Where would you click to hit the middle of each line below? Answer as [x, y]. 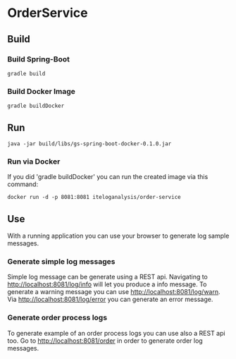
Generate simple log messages [61, 262]
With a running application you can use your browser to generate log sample [118, 236]
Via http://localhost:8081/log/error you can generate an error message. [110, 299]
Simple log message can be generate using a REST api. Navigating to [107, 277]
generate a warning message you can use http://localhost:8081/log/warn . [114, 292]
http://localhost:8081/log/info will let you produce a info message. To [107, 284]
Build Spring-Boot [39, 59]
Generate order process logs [57, 317]
